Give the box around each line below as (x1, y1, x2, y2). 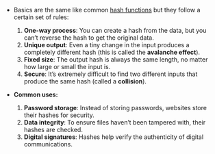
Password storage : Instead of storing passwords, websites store (23, 104, 207, 112)
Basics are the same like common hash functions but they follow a (13, 6, 201, 14)
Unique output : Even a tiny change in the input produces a (23, 41, 190, 49)
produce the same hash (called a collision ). (23, 77, 147, 85)
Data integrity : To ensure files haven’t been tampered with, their (23, 118, 206, 126)
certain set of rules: (13, 13, 69, 21)
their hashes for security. (23, 111, 94, 119)
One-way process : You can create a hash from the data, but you (23, 27, 207, 34)
